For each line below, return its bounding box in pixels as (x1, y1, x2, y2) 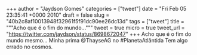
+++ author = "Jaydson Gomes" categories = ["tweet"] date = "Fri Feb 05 (6, 5, 187, 12)
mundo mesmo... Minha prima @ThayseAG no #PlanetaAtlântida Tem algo (6, 37, 188, 44)
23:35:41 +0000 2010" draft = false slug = (6, 11, 110, 19)
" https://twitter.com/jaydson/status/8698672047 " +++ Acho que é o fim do (6, 30, 192, 38)
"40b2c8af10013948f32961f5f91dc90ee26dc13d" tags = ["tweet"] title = (6, 18, 185, 25)
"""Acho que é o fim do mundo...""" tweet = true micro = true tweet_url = (6, 24, 185, 31)
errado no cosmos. (6, 43, 53, 50)
